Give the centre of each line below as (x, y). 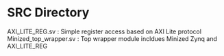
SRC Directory (48, 13)
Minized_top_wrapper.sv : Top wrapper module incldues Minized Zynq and (112, 38)
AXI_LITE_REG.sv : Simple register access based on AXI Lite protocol (104, 31)
